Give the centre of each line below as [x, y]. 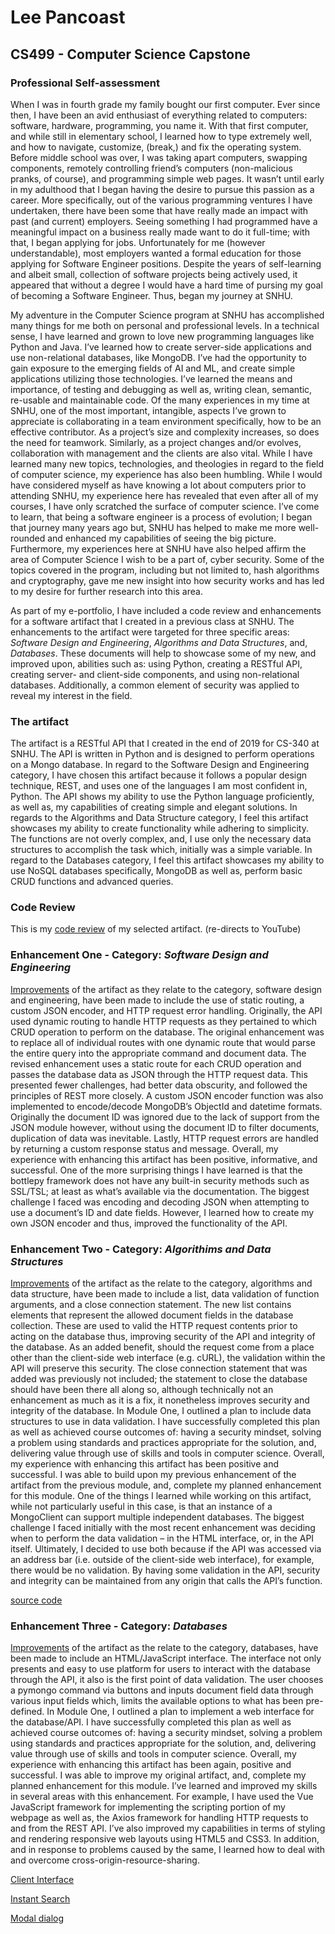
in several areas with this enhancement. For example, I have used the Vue [162, 1797]
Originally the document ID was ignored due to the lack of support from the [165, 1117]
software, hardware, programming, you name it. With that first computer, [159, 125]
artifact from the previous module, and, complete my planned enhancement [166, 1485]
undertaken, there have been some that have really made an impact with [159, 210]
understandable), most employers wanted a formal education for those [156, 253]
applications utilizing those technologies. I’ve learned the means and [151, 378]
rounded [28, 538]
